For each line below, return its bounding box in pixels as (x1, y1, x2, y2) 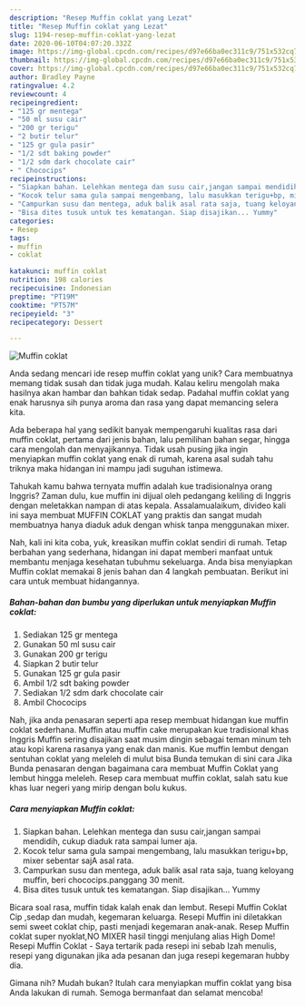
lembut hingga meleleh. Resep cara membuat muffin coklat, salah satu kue (9, 773, 289, 784)
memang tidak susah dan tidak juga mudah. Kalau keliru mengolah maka (9, 378, 280, 389)
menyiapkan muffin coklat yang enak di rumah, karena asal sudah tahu (9, 453, 274, 464)
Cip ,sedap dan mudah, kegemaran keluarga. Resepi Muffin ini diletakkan (9, 911, 283, 922)
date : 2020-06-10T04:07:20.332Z (9, 38, 132, 48)
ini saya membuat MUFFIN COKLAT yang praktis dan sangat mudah (9, 510, 262, 521)
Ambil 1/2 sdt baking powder (22, 677, 130, 688)
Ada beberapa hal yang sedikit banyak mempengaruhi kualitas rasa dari (9, 424, 278, 435)
